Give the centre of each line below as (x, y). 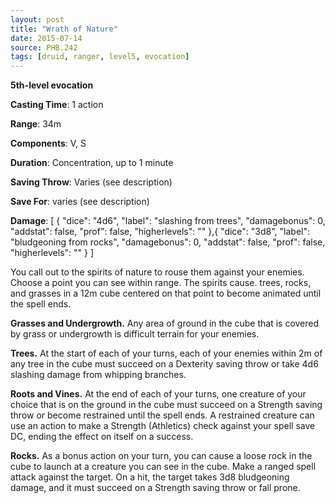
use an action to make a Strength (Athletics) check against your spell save (163, 426)
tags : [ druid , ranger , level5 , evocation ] (100, 57)
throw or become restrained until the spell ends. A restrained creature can (162, 415)
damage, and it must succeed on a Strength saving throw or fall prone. (155, 488)
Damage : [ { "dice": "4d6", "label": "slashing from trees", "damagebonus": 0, (168, 221)
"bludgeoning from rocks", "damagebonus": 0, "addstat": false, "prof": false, (168, 242)
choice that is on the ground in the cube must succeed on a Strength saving (166, 405)
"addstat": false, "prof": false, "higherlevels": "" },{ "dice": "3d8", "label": (160, 232)
